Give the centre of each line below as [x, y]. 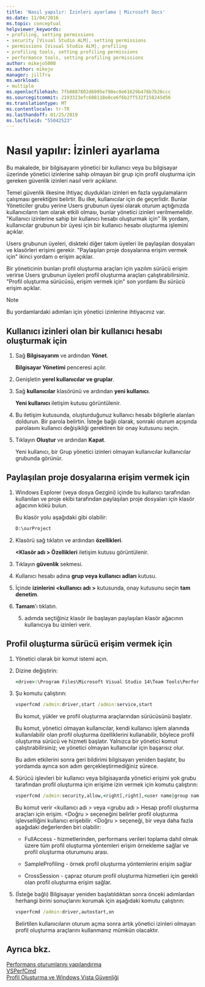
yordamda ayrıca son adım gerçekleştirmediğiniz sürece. [87, 766]
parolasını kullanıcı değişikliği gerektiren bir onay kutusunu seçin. [97, 428]
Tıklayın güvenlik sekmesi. [49, 564]
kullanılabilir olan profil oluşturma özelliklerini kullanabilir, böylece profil [105, 735]
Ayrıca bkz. [28, 949]
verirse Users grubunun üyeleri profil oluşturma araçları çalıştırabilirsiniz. [98, 275]
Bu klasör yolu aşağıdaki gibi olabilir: [61, 517]
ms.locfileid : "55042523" [39, 120]
